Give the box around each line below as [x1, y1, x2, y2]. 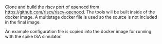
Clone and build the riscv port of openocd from [5, 4, 100, 10]
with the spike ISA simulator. [5, 33, 62, 39]
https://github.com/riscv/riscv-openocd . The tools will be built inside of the [5, 9, 155, 15]
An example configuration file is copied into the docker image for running [5, 29, 152, 34]
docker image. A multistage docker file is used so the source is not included [5, 14, 157, 20]
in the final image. [5, 19, 41, 25]
